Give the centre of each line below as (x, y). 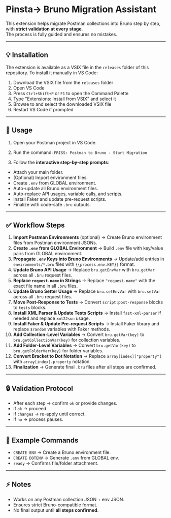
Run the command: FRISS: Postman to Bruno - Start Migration (80, 152)
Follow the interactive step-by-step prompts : (61, 162)
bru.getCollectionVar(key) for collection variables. (67, 340)
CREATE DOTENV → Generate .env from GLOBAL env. (66, 458)
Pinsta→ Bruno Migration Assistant (81, 9)
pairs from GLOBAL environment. (48, 254)
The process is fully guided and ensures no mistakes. (62, 34)
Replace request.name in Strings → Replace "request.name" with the (84, 281)
